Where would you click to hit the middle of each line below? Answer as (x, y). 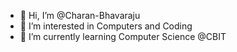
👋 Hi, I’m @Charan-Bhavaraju (80, 15)
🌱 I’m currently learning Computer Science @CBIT (123, 36)
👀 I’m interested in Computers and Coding (106, 26)
